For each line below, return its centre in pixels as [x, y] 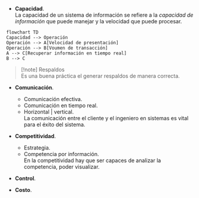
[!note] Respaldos [42, 69]
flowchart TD [22, 32]
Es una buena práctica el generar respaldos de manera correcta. [100, 76]
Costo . [23, 190]
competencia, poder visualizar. [62, 167]
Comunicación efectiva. [53, 99]
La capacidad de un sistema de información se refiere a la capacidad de [104, 15]
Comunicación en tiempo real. [61, 105]
